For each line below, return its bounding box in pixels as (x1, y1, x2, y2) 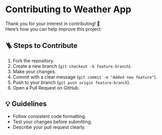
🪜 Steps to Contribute (5, 41, 78, 50)
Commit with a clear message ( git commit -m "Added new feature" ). (12, 74, 157, 80)
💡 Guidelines (5, 100, 47, 108)
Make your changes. (12, 68, 56, 75)
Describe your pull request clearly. (12, 124, 86, 130)
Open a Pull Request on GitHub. (12, 84, 80, 91)
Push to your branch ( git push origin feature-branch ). (12, 79, 131, 85)
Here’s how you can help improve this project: (5, 26, 102, 32)
